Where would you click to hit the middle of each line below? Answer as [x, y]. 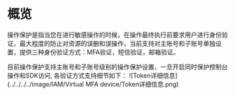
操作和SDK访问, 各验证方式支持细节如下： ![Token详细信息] [92, 75]
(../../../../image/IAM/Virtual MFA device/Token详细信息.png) [93, 84]
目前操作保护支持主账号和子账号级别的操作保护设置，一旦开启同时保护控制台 [117, 67]
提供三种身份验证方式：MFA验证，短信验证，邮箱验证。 [99, 52]
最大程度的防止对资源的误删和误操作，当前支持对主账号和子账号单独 [117, 43]
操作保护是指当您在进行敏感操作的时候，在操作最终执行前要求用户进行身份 [114, 35]
